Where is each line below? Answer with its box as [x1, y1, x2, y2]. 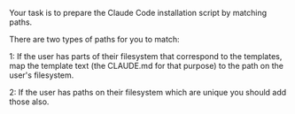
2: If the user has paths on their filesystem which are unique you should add [9, 87, 287, 97]
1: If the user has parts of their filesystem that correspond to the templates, [9, 51, 283, 61]
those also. [9, 96, 50, 107]
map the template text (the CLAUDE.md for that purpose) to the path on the [9, 61, 283, 71]
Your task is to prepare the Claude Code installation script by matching [9, 8, 268, 18]
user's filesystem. [9, 70, 74, 80]
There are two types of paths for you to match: [9, 34, 180, 44]
